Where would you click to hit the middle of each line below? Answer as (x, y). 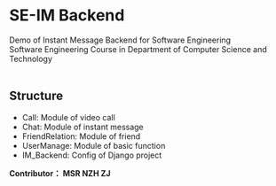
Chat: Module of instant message (83, 127)
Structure (36, 96)
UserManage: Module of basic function (94, 145)
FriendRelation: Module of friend (81, 136)
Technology (31, 58)
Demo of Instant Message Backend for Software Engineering (120, 40)
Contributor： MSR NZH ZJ (60, 173)
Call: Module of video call (68, 117)
